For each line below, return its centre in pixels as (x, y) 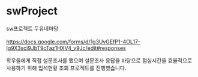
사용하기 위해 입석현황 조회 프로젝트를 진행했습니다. (66, 68)
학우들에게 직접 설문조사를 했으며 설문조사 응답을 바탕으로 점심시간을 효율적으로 (99, 60)
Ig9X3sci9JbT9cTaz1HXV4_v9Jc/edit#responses (66, 48)
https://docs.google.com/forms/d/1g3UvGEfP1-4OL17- (73, 42)
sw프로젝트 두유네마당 (32, 28)
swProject (32, 11)
